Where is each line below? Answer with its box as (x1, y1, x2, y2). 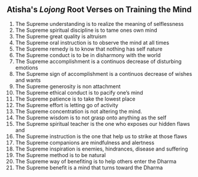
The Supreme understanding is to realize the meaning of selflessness (15, 20, 184, 27)
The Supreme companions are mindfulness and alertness (15, 139, 155, 146)
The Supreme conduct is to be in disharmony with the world (15, 51, 161, 58)
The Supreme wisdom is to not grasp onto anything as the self (15, 114, 167, 121)
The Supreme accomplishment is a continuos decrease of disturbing (15, 58, 182, 65)
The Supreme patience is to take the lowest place (15, 95, 136, 102)
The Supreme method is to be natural (15, 151, 106, 158)
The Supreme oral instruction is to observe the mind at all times (15, 39, 170, 46)
